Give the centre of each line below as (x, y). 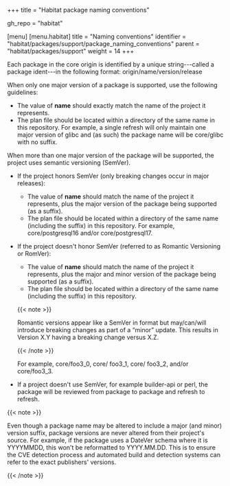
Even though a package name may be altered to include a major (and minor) (115, 426)
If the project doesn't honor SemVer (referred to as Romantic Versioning (119, 246)
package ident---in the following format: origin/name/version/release (105, 72)
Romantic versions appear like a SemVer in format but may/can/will (112, 323)
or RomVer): (34, 254)
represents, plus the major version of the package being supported (122, 204)
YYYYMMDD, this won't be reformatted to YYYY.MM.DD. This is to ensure (112, 448)
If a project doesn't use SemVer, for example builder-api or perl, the (112, 384)
